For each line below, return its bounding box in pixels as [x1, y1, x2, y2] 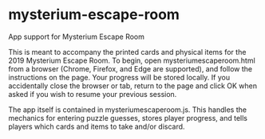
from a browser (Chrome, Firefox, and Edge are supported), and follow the [8, 64, 253, 73]
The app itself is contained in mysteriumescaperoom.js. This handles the [8, 105, 247, 114]
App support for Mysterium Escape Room [8, 32, 145, 41]
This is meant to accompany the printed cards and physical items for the [8, 47, 247, 56]
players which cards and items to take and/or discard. [8, 122, 185, 131]
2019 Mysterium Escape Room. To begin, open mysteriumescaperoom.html [8, 56, 255, 65]
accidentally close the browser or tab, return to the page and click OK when [8, 81, 258, 91]
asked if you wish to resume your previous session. [8, 89, 177, 98]
